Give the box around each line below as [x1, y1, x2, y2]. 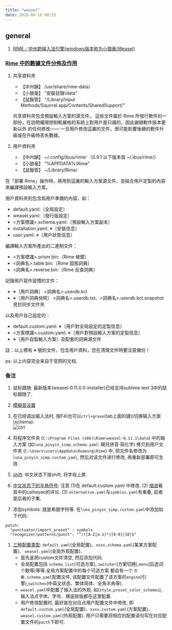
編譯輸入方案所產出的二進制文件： [5, 242, 78, 249]
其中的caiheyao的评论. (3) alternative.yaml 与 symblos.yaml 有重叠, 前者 [12, 488, 163, 495]
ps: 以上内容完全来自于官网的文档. [5, 358, 78, 364]
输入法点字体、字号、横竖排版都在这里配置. [20, 593, 112, 599]
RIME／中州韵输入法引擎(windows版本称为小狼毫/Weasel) [12, 46, 135, 52]
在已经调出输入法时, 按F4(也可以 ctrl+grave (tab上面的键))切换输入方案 [12, 413, 161, 419]
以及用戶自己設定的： [5, 312, 50, 318]
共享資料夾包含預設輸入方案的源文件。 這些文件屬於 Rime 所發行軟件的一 [12, 113, 167, 119]
